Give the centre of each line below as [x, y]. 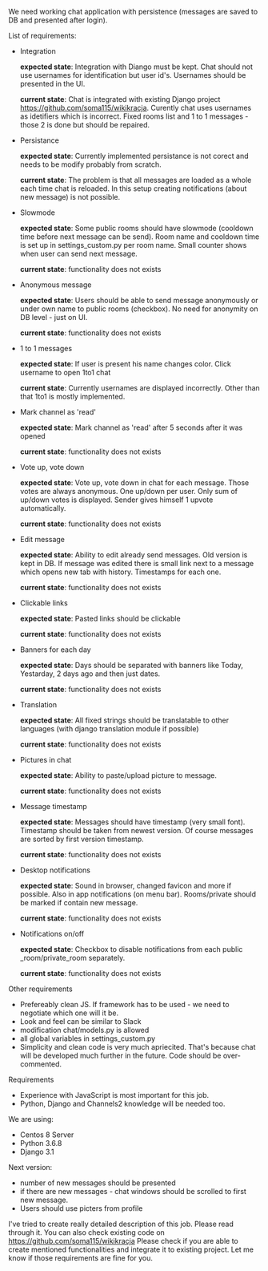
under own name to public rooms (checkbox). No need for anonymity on [139, 309]
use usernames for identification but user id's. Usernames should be [133, 75]
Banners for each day [55, 650]
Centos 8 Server [47, 1135]
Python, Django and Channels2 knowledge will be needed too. [122, 1103]
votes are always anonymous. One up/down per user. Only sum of [129, 491]
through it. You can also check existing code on [87, 1233]
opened [32, 436]
